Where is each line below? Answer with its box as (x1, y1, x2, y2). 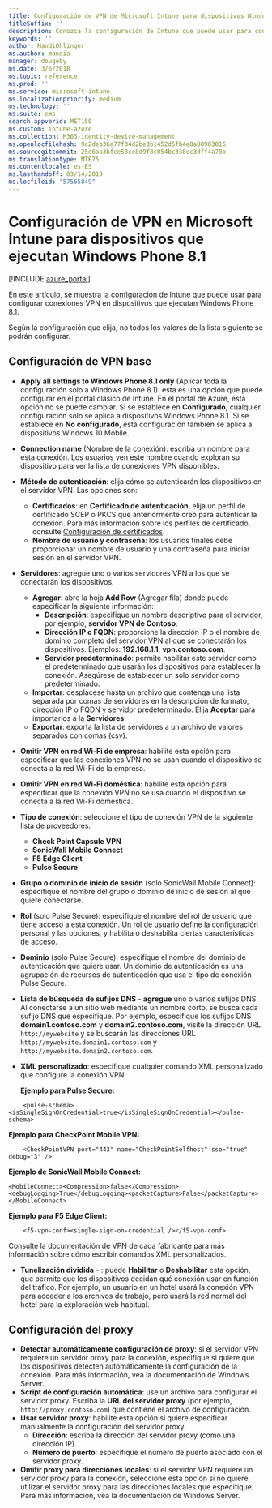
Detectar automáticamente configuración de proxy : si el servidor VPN (19, 1344, 259, 1354)
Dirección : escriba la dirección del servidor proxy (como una (32, 1430, 236, 1440)
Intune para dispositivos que (8, 230, 205, 248)
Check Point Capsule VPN (32, 836, 121, 846)
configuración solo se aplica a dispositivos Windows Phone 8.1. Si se (19, 410, 249, 420)
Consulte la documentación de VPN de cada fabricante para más (8, 1240, 225, 1250)
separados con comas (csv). (32, 730, 128, 740)
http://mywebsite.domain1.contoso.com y (19, 1037, 158, 1047)
